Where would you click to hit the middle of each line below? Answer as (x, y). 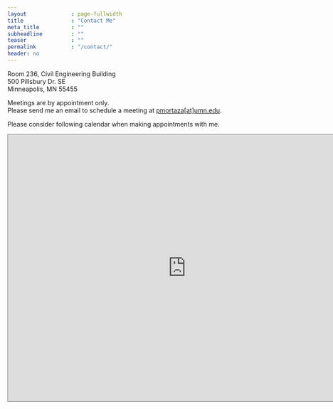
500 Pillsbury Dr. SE (37, 81)
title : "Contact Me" (62, 21)
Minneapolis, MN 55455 (43, 89)
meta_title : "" (46, 27)
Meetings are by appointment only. (58, 102)
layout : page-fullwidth (65, 14)
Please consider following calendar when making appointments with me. (113, 124)
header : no (23, 54)
